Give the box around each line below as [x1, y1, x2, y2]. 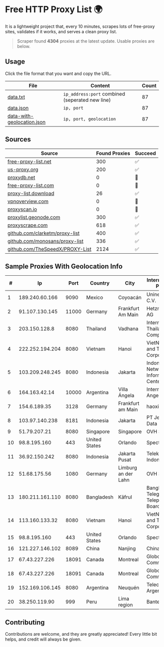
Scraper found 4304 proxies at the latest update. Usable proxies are [17, 38, 155, 44]
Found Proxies [96, 150, 130, 157]
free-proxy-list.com [7, 182, 55, 189]
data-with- [7, 112, 34, 119]
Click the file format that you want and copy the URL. [5, 71, 111, 76]
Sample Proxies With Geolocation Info [5, 262, 123, 270]
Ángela [118, 392, 135, 399]
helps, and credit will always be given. [5, 636, 82, 642]
